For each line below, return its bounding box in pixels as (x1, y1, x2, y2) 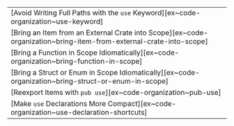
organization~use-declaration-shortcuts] (10, 107, 148, 117)
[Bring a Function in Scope (10, 48, 97, 57)
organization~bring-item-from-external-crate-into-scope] (10, 37, 208, 46)
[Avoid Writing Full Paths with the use (10, 8, 132, 17)
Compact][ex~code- (107, 99, 177, 108)
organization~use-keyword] (10, 17, 104, 26)
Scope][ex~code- (148, 28, 209, 37)
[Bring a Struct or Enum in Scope (10, 68, 118, 77)
